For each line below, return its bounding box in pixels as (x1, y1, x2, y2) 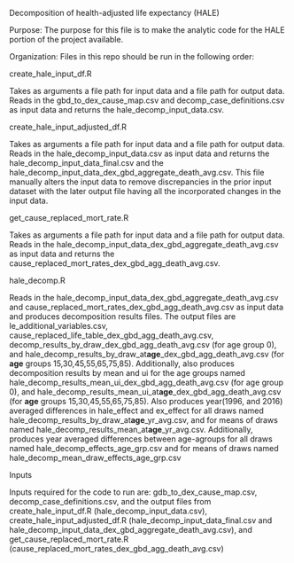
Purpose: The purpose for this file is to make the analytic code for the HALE (9, 25, 285, 35)
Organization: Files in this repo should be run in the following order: (9, 51, 255, 61)
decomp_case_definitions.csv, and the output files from (9, 497, 212, 506)
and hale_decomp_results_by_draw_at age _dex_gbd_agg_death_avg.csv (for (9, 349, 285, 359)
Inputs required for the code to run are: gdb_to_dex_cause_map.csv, (9, 487, 258, 497)
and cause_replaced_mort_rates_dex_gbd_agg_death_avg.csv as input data (9, 301, 284, 312)
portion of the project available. (9, 35, 124, 44)
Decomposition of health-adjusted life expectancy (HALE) (9, 8, 220, 18)
